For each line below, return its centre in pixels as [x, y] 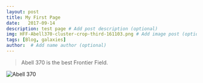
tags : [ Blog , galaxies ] [36, 40]
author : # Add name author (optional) [56, 46]
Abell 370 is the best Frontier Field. [65, 62]
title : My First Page [34, 17]
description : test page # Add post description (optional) [82, 29]
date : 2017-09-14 [31, 23]
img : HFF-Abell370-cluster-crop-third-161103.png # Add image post [93, 34]
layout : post [23, 12]
